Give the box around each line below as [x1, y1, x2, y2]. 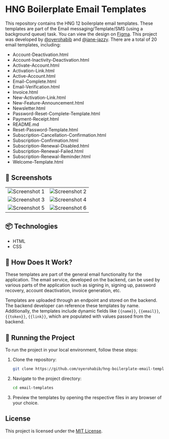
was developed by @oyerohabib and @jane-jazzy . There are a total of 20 [5, 36, 157, 42]
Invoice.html [12, 89, 38, 95]
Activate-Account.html [12, 62, 60, 68]
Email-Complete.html [12, 78, 57, 84]
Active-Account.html [12, 73, 55, 79]
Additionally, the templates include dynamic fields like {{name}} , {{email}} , [5, 308, 160, 314]
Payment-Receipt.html [12, 116, 59, 122]
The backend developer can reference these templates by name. [5, 303, 140, 309]
